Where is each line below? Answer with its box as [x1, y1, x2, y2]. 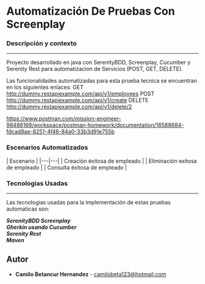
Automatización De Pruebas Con [6, 4, 175, 18]
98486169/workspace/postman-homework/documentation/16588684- [6, 121, 184, 129]
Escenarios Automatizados [6, 143, 88, 152]
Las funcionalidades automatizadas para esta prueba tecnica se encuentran [6, 77, 197, 84]
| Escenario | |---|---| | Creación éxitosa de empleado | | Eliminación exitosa [6, 157, 197, 165]
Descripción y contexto [6, 39, 77, 48]
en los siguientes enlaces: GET [6, 84, 84, 91]
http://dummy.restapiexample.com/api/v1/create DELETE [6, 97, 149, 104]
